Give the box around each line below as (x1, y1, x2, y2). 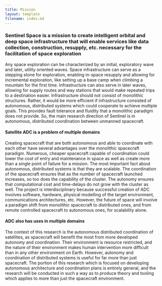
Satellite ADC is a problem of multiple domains (5, 129, 100, 135)
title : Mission (5, 7, 36, 12)
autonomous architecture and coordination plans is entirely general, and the (5, 265, 156, 271)
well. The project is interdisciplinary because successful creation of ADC (5, 186, 150, 192)
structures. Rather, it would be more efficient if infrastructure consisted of (5, 98, 152, 103)
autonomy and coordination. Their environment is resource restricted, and (5, 239, 152, 245)
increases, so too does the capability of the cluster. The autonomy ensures (5, 176, 154, 182)
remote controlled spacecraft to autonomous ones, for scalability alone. (5, 207, 147, 213)
